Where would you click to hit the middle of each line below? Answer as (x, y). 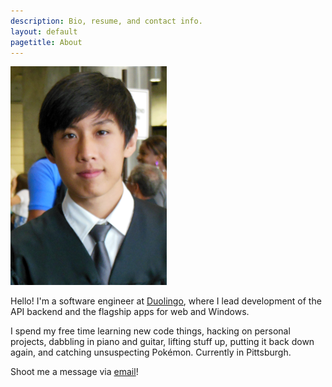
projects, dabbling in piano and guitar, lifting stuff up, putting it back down (162, 342)
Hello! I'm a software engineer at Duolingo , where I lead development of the (166, 301)
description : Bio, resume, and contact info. (106, 21)
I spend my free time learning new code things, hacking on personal (150, 331)
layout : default (44, 31)
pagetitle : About (46, 42)
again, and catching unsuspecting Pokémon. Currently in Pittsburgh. (151, 352)
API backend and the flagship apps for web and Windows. (130, 312)
